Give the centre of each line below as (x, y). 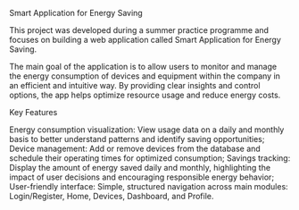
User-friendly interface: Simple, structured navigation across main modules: (149, 186)
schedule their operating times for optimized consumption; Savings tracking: (150, 158)
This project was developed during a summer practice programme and (139, 30)
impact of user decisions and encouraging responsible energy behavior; (142, 177)
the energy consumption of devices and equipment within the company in (145, 76)
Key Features (33, 112)
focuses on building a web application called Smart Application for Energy (145, 40)
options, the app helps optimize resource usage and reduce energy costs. (145, 95)
